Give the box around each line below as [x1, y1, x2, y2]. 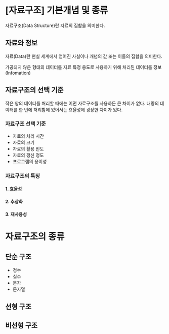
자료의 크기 [12, 139, 35, 145]
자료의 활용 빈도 [12, 145, 44, 151]
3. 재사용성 [5, 211, 27, 217]
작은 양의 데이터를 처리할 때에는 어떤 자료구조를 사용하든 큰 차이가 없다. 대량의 [5, 100, 159, 106]
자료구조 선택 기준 [5, 120, 47, 128]
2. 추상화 [5, 198, 23, 204]
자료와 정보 [5, 39, 38, 47]
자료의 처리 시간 [12, 133, 44, 139]
